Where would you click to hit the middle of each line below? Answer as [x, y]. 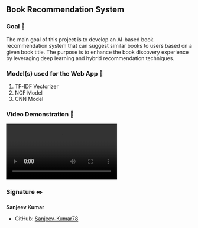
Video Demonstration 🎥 [40, 114]
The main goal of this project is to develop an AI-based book [80, 39]
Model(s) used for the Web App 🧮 [55, 73]
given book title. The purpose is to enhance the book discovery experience [98, 52]
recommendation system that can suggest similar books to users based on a [99, 45]
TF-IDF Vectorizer [37, 86]
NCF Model [28, 92]
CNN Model [29, 99]
